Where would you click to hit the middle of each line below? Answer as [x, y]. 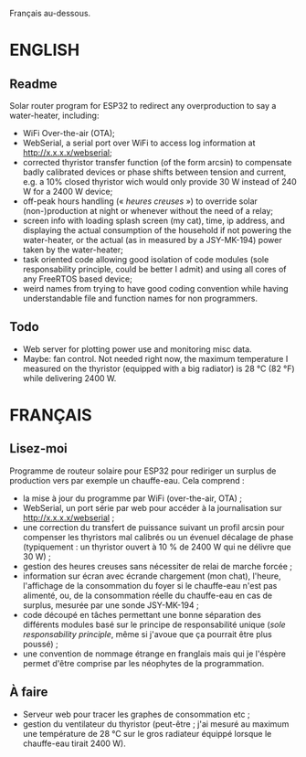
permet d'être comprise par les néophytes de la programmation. [143, 663]
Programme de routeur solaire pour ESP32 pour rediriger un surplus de [143, 471]
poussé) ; [41, 644]
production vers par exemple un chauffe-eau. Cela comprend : [127, 480]
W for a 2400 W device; [68, 192]
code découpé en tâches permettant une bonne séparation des [142, 614]
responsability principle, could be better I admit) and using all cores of [154, 269]
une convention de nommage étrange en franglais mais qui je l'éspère [154, 654]
